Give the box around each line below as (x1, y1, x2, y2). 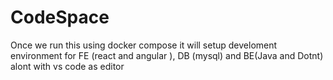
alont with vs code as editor (10, 60, 125, 72)
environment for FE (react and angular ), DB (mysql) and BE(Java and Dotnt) (10, 49, 324, 61)
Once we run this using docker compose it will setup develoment (10, 39, 278, 51)
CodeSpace (10, 6, 110, 29)
